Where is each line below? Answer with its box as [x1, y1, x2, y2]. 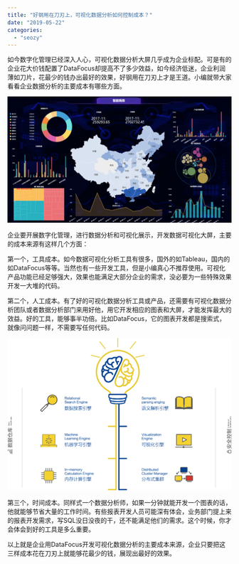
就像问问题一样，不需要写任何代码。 [7, 323, 114, 331]
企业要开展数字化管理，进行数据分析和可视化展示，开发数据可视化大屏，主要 [7, 230, 232, 239]
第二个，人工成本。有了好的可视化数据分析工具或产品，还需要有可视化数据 [7, 296, 225, 305]
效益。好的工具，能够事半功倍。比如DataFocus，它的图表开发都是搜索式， [7, 314, 226, 323]
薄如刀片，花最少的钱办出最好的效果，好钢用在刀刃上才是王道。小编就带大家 [7, 73, 232, 82]
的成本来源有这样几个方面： [7, 239, 89, 248]
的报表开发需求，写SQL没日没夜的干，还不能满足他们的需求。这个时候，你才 [7, 516, 232, 524]
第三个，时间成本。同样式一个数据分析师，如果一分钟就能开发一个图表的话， [7, 498, 232, 506]
